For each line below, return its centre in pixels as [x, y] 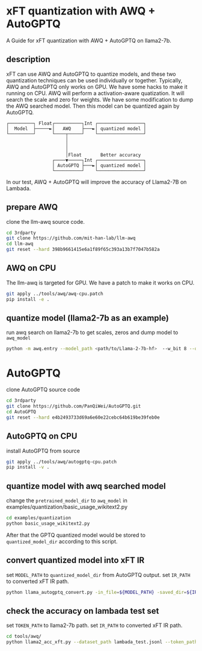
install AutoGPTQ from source [43, 451]
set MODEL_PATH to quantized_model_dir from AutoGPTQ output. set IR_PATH [98, 575]
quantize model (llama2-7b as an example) [88, 318]
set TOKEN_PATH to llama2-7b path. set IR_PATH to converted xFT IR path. [94, 625]
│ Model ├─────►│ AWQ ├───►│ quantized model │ [76, 128]
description [28, 59]
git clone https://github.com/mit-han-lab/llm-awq [71, 238]
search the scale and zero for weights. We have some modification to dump [100, 99]
